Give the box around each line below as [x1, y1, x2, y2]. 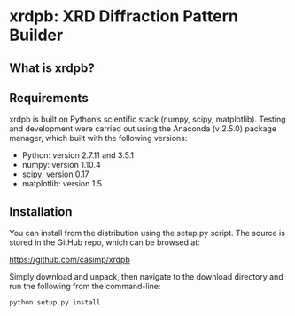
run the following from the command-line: [9, 281, 161, 292]
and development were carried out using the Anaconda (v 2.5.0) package [9, 123, 277, 134]
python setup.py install [9, 298, 101, 307]
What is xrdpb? [9, 60, 95, 75]
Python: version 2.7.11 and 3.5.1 [21, 150, 135, 161]
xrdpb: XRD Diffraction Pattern [9, 6, 239, 27]
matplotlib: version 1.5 [21, 178, 103, 189]
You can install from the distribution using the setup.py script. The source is [9, 228, 286, 239]
